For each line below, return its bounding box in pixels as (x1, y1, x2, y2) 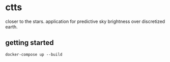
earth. (5, 23, 18, 29)
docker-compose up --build (5, 52, 63, 57)
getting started (5, 39, 54, 47)
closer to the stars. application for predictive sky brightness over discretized (5, 18, 165, 24)
